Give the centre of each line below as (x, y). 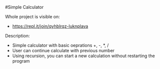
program (21, 61)
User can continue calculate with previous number (63, 51)
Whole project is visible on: (32, 17)
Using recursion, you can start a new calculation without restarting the (83, 56)
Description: (17, 36)
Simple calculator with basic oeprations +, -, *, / (61, 45)
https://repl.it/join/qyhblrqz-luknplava (50, 26)
